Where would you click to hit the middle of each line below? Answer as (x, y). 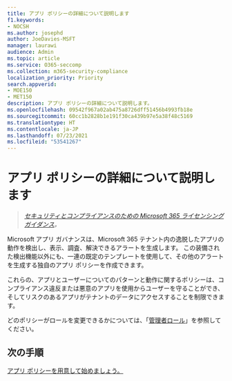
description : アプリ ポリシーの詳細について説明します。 (80, 104)
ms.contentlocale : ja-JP (43, 129)
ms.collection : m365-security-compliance (68, 71)
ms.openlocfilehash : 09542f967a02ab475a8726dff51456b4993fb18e (100, 110)
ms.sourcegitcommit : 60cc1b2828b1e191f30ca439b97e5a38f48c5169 (100, 116)
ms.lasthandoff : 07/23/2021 (48, 135)
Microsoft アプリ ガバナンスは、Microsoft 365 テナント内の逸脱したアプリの (116, 240)
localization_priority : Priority (55, 78)
